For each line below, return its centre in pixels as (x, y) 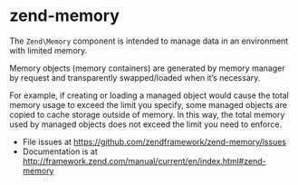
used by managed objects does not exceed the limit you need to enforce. (146, 124)
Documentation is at (60, 151)
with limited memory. (48, 50)
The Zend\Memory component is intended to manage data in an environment (149, 41)
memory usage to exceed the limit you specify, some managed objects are (149, 104)
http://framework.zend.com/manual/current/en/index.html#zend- (144, 161)
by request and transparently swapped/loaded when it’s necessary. (135, 77)
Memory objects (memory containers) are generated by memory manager (147, 68)
